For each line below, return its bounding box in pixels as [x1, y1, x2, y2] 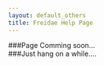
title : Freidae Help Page [8, 19, 93, 27]
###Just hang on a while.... [8, 49, 97, 58]
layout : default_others [8, 11, 87, 20]
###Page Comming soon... [8, 40, 95, 49]
